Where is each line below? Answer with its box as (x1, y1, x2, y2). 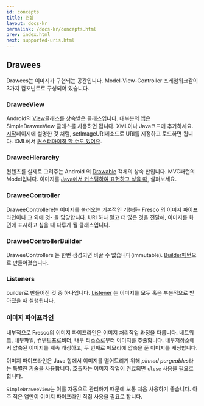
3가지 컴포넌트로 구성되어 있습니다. (6, 84, 90, 92)
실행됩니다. (29, 297, 55, 304)
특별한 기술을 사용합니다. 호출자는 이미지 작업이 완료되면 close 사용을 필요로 (12, 364, 194, 372)
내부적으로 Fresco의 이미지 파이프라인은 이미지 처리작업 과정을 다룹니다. (6, 328, 178, 336)
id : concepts (6, 9, 40, 15)
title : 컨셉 (6, 15, 35, 21)
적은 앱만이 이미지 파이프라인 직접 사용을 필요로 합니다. (12, 393, 143, 400)
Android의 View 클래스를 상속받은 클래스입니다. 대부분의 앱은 (6, 115, 151, 122)
